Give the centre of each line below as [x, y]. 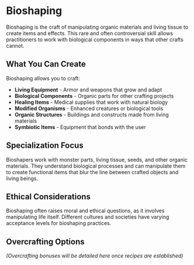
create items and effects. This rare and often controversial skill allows [90, 33]
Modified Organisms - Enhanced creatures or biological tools [89, 108]
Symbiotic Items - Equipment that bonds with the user [80, 127]
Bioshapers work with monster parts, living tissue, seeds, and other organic [97, 159]
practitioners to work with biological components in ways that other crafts [95, 39]
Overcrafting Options [45, 242]
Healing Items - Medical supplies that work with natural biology [91, 102]
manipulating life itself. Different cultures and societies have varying [88, 217]
